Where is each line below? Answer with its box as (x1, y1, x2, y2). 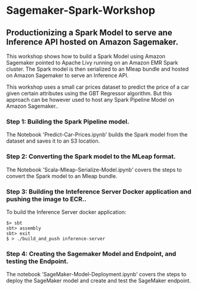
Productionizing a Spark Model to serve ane (6, 28, 173, 38)
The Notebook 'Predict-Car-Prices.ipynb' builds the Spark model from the (6, 131, 188, 138)
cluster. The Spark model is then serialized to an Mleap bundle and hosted (6, 65, 189, 72)
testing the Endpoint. (6, 257, 69, 265)
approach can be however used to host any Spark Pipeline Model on (6, 96, 175, 103)
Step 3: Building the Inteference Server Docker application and (6, 187, 192, 195)
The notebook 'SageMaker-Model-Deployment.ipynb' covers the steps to (6, 271, 187, 278)
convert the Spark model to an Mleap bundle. (6, 172, 118, 180)
